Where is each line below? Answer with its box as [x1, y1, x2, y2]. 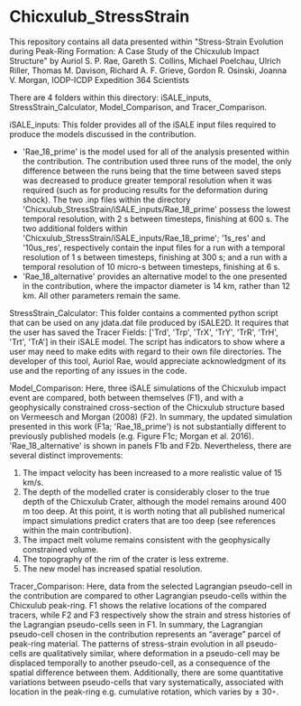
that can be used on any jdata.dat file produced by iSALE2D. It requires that [9, 317, 289, 328]
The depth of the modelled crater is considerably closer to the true [22, 486, 270, 497]
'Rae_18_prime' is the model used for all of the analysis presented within [22, 146, 290, 157]
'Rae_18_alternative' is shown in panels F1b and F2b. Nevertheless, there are [9, 440, 292, 451]
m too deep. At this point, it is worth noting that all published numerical [22, 506, 286, 516]
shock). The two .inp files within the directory [22, 194, 191, 205]
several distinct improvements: [9, 450, 123, 460]
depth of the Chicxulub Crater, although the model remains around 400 [22, 496, 287, 506]
